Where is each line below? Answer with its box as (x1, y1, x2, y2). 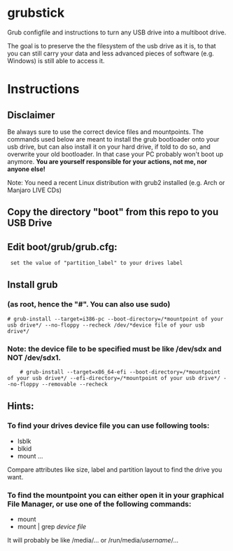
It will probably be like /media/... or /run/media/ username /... (7, 536, 179, 545)
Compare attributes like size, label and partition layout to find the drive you (7, 465, 223, 474)
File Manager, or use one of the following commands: (7, 499, 192, 509)
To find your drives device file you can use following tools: (7, 421, 210, 430)
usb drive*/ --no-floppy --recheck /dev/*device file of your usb (7, 321, 205, 329)
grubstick (7, 5, 65, 21)
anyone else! (7, 165, 45, 173)
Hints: (7, 400, 34, 411)
